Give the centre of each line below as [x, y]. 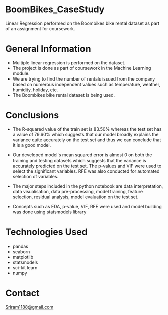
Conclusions [32, 115]
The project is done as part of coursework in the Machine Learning [82, 68]
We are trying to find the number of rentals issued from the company [84, 78]
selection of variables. [35, 176]
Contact [22, 293]
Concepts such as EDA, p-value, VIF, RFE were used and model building [87, 206]
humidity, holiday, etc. [35, 90]
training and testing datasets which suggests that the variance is [79, 160]
